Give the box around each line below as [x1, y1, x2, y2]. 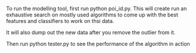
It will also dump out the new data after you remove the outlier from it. [6, 29, 176, 36]
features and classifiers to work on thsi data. [6, 18, 115, 24]
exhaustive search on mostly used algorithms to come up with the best [6, 11, 178, 18]
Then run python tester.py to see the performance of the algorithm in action [6, 41, 190, 47]
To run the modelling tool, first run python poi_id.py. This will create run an [6, 5, 187, 12]
